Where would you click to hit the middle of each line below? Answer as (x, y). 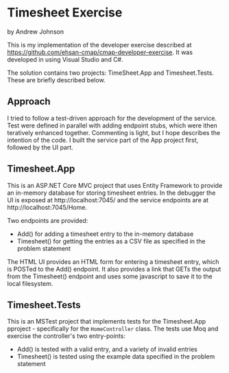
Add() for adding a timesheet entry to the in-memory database (105, 234)
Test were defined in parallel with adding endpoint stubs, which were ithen (112, 125)
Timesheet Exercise (65, 13)
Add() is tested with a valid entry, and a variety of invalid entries (107, 349)
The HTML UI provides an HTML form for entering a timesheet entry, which (113, 261)
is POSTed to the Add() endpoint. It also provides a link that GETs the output (114, 269)
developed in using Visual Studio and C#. (65, 59)
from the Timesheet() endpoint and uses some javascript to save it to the (110, 276)
